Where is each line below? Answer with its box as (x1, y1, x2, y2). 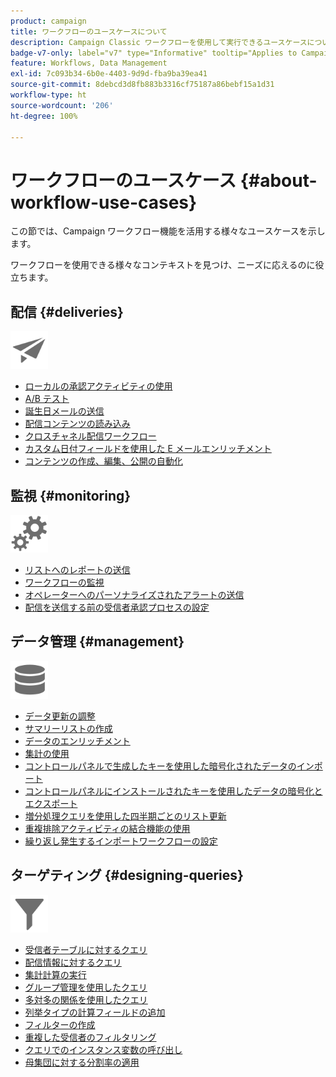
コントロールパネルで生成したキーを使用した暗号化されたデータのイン (24, 760, 315, 772)
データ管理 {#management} (10, 633, 185, 650)
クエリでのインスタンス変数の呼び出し (24, 1043, 183, 1055)
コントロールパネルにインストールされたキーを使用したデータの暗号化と (24, 785, 323, 797)
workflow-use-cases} (10, 191, 198, 214)
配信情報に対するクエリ (24, 956, 122, 968)
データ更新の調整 (24, 710, 96, 722)
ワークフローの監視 (24, 576, 105, 588)
